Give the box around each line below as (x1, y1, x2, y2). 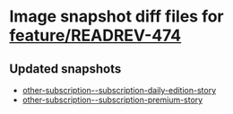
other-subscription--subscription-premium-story (22, 94, 203, 105)
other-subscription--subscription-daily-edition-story (22, 85, 217, 95)
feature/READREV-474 (9, 25, 182, 46)
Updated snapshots (9, 61, 122, 76)
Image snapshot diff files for (9, 6, 224, 27)
